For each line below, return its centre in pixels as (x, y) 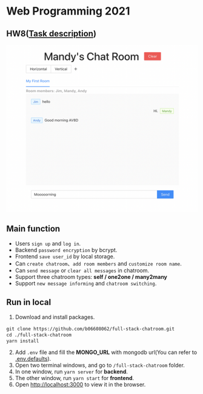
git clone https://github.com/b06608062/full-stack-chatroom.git (90, 329)
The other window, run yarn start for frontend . (75, 378)
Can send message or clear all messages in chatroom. (82, 270)
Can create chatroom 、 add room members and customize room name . (98, 263)
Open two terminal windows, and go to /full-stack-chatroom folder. (100, 365)
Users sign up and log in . (48, 243)
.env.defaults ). (33, 358)
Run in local (29, 302)
